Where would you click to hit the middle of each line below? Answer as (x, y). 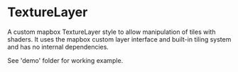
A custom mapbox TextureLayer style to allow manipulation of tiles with (112, 32)
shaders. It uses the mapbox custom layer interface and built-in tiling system (119, 39)
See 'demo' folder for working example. (65, 60)
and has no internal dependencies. (58, 47)
